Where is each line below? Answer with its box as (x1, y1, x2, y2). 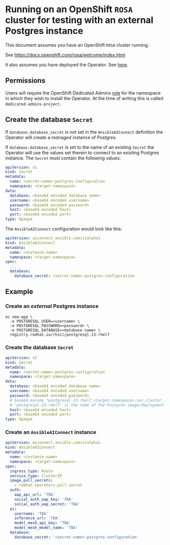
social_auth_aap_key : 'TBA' (14, 497, 73, 502)
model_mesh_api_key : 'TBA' (14, 521, 71, 526)
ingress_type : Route (10, 468, 53, 473)
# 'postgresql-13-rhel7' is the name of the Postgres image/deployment (10, 402, 164, 407)
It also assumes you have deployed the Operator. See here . (5, 61, 129, 68)
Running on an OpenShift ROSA (5, 4, 133, 15)
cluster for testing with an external (5, 14, 153, 26)
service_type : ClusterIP (10, 473, 62, 478)
